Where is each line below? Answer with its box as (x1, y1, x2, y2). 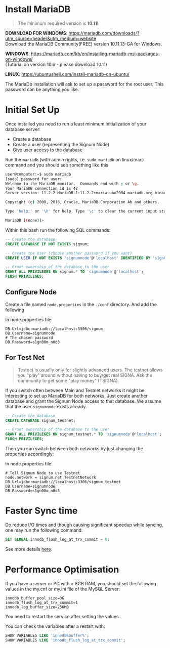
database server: (5, 126, 41, 132)
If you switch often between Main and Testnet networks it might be (5, 387, 145, 393)
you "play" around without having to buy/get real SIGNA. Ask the (17, 372, 153, 378)
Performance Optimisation (5, 564, 119, 575)
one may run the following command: (5, 527, 83, 533)
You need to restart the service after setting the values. (5, 613, 120, 619)
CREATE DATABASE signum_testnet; (5, 418, 76, 423)
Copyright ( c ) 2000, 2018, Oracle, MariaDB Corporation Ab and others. (5, 200, 159, 205)
